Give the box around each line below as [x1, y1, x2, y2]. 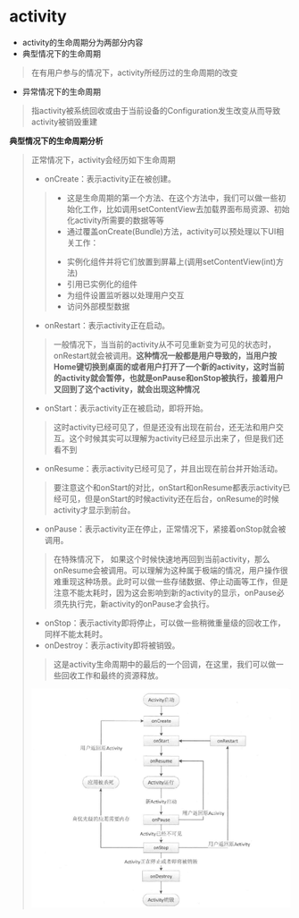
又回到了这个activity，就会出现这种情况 [53, 383, 200, 395]
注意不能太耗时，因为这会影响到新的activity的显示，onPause [53, 587, 277, 598]
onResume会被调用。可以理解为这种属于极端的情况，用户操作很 [53, 565, 288, 575]
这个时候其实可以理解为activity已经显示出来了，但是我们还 [69, 432, 284, 444]
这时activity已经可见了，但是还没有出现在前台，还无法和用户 [53, 421, 277, 432]
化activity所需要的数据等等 [66, 215, 165, 225]
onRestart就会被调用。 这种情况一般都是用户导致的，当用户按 [53, 350, 278, 361]
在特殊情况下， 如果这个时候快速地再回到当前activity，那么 [53, 553, 270, 565]
